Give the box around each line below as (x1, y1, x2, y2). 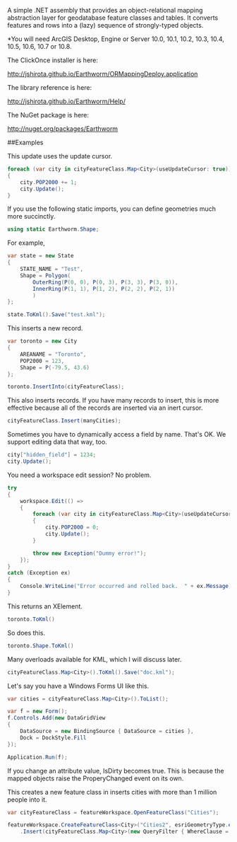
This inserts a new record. (7, 324, 83, 333)
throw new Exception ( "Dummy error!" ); (32, 550, 147, 557)
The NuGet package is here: (7, 111, 90, 119)
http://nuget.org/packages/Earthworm (7, 125, 119, 133)
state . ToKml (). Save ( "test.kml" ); (7, 311, 106, 318)
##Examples (7, 138, 44, 146)
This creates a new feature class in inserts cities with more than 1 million (7, 788, 217, 796)
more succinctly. (7, 212, 56, 221)
